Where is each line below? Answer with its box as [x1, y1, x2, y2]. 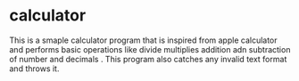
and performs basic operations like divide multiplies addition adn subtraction [9, 44, 291, 54]
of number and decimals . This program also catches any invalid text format [9, 53, 287, 64]
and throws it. [9, 63, 60, 74]
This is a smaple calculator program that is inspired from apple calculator [9, 35, 278, 45]
